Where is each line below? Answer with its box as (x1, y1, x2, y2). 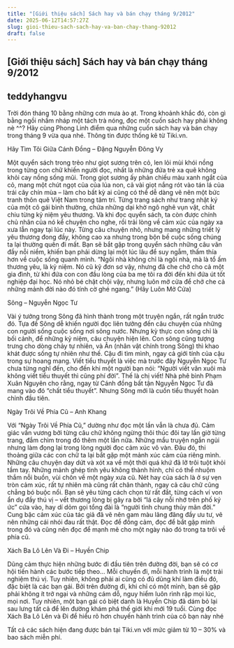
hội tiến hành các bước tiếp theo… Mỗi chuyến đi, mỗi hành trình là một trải (7, 567, 224, 576)
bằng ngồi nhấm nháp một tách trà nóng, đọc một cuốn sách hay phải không (7, 116, 228, 125)
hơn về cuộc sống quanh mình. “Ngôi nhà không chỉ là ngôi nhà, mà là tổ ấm (7, 255, 227, 263)
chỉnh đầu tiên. (7, 394, 50, 403)
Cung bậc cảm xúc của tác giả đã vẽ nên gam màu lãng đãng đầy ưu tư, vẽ (7, 511, 224, 519)
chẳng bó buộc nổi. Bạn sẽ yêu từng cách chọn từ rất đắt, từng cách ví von (7, 488, 223, 497)
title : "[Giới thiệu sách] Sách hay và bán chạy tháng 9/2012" (7, 10, 196, 18)
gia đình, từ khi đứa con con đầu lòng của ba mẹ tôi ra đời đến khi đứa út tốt (7, 270, 226, 279)
